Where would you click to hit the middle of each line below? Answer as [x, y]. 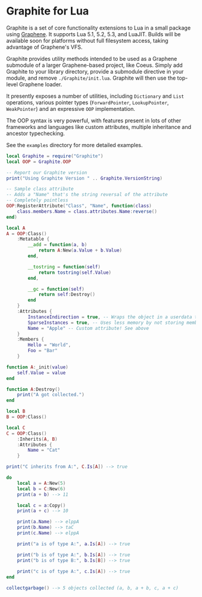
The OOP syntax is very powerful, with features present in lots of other [94, 120]
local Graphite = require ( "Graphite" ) [55, 156]
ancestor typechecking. [35, 133]
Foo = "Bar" [43, 351]
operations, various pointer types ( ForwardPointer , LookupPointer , [88, 102]
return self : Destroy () [67, 295]
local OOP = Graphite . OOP [38, 162]
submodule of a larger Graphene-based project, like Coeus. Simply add [95, 65]
